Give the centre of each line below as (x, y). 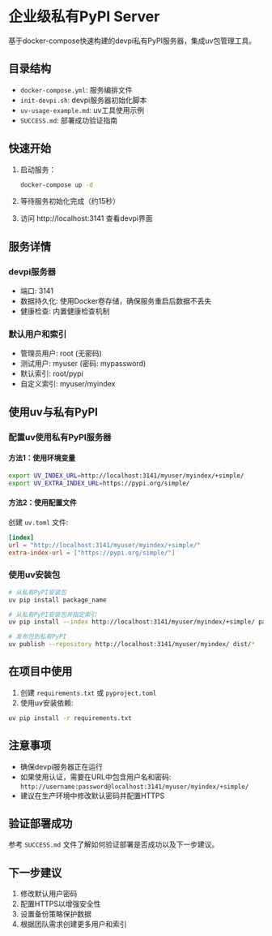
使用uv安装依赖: (47, 702)
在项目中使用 (40, 672)
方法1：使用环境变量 (42, 458)
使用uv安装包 (34, 575)
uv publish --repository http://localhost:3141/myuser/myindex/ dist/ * (132, 645)
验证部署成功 (40, 824)
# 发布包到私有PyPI (38, 637)
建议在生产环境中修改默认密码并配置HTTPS (92, 796)
